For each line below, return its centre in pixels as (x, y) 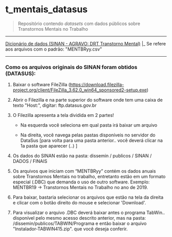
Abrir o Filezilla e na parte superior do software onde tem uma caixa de (88, 100)
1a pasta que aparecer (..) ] (49, 146)
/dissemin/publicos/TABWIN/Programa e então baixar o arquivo (80, 224)
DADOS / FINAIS (30, 161)
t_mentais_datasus (47, 9)
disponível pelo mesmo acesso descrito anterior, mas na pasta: (79, 218)
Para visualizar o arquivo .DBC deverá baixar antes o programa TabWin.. (89, 212)
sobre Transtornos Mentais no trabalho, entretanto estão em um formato (89, 177)
